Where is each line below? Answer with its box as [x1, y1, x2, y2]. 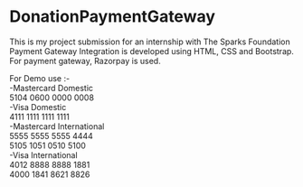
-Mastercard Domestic [9, 82, 93, 93]
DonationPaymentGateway [9, 6, 215, 27]
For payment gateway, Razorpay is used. [9, 55, 161, 66]
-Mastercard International [9, 120, 105, 132]
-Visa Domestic [9, 101, 67, 112]
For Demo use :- [9, 72, 71, 83]
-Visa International [9, 149, 79, 160]
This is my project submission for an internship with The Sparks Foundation [9, 36, 291, 47]
